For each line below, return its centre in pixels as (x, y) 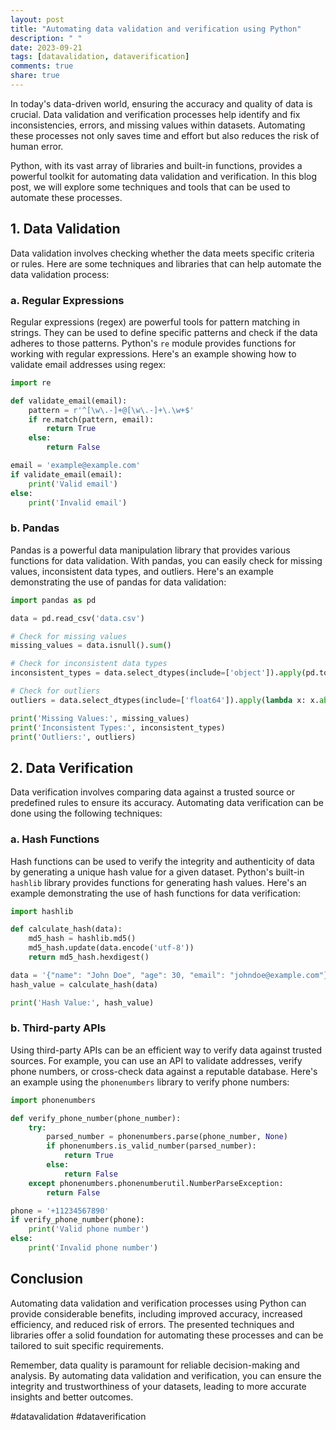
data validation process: (60, 274)
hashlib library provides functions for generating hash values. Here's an (158, 882)
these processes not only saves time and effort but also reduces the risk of (165, 135)
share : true (35, 76)
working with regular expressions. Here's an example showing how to (153, 353)
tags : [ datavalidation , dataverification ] (100, 57)
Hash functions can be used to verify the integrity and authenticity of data (162, 861)
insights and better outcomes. (72, 1397)
